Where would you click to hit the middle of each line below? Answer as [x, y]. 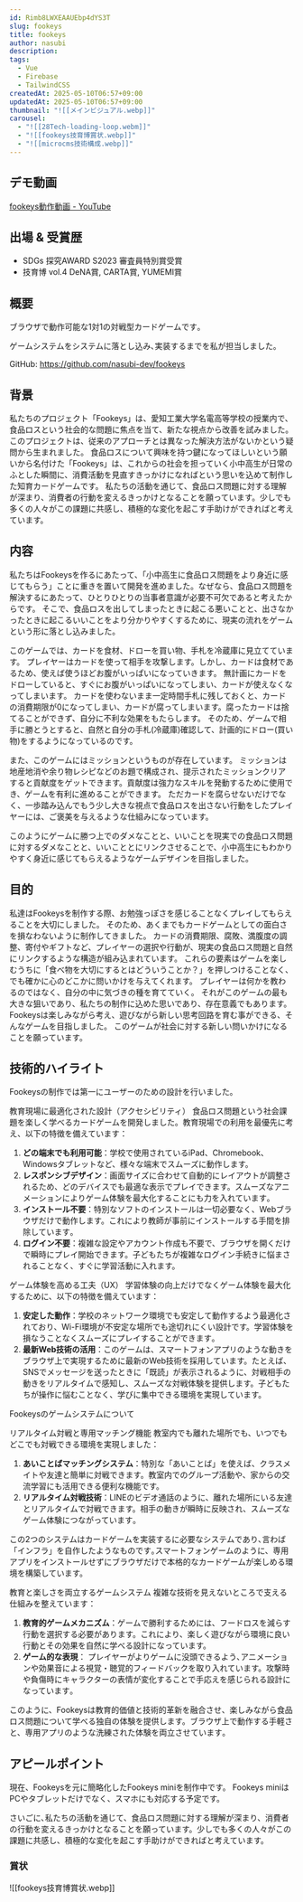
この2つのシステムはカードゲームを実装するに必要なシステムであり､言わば [148, 1539]
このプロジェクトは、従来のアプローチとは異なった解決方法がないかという [147, 441]
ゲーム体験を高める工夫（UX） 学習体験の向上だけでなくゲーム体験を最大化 [150, 1285]
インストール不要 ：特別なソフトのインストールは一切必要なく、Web [149, 1210]
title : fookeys [38, 34]
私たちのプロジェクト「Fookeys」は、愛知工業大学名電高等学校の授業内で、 [151, 418]
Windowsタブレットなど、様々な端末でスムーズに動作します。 [138, 1164]
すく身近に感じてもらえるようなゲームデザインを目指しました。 [135, 858]
